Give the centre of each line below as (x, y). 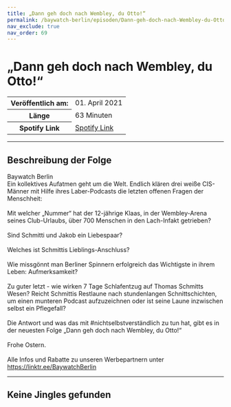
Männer (18, 191)
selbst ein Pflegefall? (37, 308)
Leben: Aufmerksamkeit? (42, 272)
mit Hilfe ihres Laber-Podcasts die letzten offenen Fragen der (117, 191)
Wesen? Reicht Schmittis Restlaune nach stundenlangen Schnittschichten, (112, 294)
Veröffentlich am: (40, 103)
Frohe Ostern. (27, 345)
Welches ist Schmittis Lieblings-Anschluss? (68, 250)
